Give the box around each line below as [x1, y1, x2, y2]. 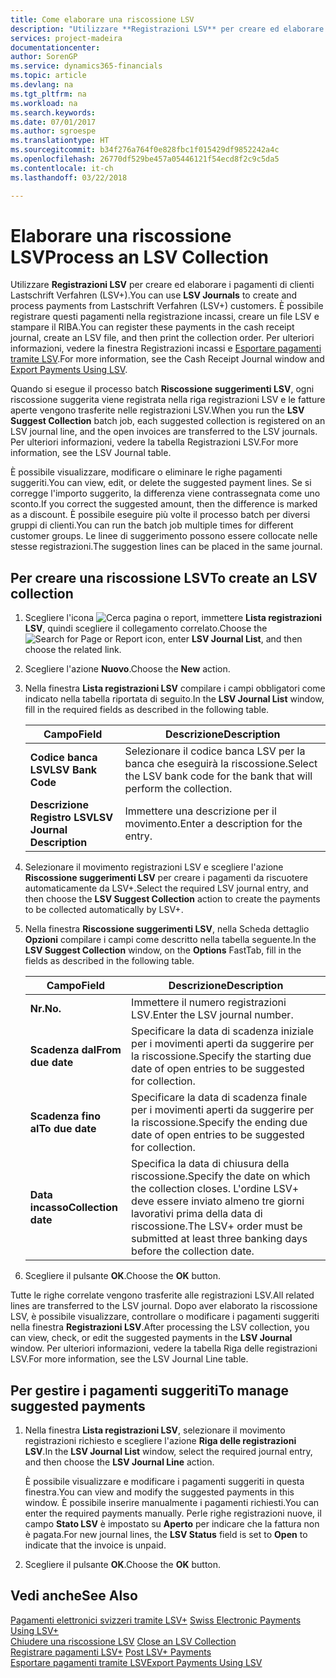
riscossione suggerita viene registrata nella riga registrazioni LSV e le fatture [10, 394, 326, 406]
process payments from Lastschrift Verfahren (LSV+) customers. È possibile [10, 300, 324, 312]
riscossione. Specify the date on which [131, 1169, 311, 1183]
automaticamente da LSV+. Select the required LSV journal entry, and [24, 882, 309, 895]
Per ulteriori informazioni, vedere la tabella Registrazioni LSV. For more [10, 436, 299, 448]
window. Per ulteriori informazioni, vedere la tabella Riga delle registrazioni [10, 1342, 318, 1355]
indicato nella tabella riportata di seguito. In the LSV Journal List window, [24, 693, 325, 705]
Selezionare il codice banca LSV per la [124, 744, 306, 758]
